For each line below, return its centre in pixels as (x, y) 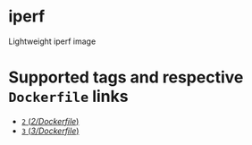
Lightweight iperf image (52, 41)
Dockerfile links (68, 97)
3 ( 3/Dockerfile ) (50, 131)
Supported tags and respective (126, 77)
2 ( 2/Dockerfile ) (50, 121)
